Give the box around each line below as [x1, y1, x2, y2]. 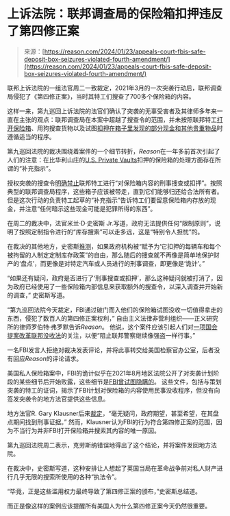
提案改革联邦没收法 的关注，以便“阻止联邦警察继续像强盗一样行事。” [7, 331, 196, 339]
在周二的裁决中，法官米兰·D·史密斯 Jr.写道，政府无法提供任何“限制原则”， [7, 219, 215, 227]
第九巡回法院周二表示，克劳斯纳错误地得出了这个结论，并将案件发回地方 [7, 441, 211, 449]
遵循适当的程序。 [7, 132, 55, 140]
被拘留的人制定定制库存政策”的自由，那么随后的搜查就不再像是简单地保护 [7, 251, 214, 259]
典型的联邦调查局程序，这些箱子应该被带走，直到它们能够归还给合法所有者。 [7, 187, 223, 195]
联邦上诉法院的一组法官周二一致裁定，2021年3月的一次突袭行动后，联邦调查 [7, 84, 222, 92]
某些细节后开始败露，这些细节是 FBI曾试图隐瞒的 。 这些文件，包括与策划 [18, 378, 222, 386]
